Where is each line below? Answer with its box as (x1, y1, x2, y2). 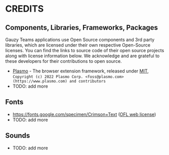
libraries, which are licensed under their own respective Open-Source (5, 42, 151, 48)
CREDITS (5, 3, 44, 15)
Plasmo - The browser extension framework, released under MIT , (12, 68, 149, 74)
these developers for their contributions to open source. (5, 58, 122, 64)
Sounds (5, 131, 30, 140)
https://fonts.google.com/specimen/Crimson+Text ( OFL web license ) (12, 111, 156, 117)
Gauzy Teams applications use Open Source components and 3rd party (5, 36, 155, 43)
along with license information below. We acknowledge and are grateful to (5, 53, 160, 59)
